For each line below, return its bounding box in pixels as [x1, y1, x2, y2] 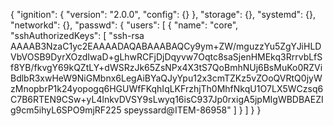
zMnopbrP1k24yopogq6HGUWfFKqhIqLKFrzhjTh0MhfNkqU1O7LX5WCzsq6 [10, 83, 324, 94]
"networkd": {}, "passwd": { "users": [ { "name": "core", [10, 19, 239, 31]
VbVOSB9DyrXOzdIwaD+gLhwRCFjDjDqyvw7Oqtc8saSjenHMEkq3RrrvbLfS [10, 51, 323, 63]
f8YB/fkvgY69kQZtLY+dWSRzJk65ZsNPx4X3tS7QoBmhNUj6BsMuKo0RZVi [10, 62, 323, 73]
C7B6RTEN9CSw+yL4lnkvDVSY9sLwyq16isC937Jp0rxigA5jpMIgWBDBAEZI [10, 94, 324, 105]
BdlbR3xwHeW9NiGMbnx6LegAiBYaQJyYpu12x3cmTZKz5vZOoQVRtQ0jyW [10, 72, 323, 84]
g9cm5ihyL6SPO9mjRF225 [10, 104, 122, 116]
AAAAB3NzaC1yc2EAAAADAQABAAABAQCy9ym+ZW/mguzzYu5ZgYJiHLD [10, 40, 322, 52]
